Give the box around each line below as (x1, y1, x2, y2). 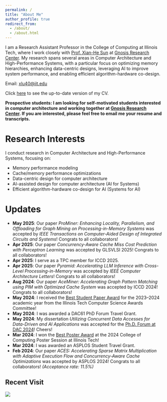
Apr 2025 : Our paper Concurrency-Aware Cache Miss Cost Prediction (12, 241, 157, 247)
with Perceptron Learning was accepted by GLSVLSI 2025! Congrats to (12, 246, 159, 252)
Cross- (144, 262, 159, 268)
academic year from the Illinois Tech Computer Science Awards (12, 299, 143, 305)
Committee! (12, 305, 36, 311)
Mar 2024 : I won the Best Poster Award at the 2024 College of (12, 331, 141, 337)
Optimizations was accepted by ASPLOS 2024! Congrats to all (12, 358, 141, 364)
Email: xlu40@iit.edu (5, 80, 47, 86)
